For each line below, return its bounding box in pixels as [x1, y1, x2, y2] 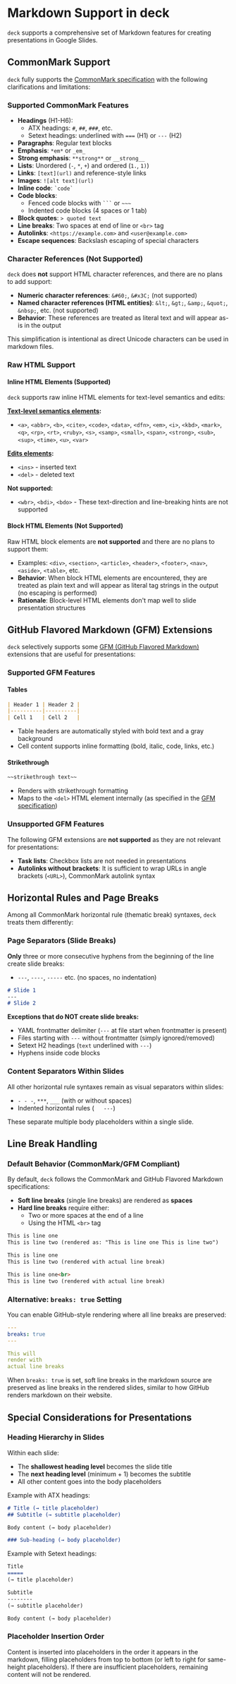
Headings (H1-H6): [17, 117, 73, 125]
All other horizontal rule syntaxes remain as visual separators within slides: [7, 1082, 224, 1091]
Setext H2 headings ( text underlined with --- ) [17, 1041, 152, 1050]
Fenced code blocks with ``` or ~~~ [27, 199, 132, 208]
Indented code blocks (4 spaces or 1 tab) [27, 206, 147, 215]
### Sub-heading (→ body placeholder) [7, 1536, 121, 1544]
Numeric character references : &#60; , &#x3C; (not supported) [17, 291, 197, 300]
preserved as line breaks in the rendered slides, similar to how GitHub [7, 1383, 210, 1392]
